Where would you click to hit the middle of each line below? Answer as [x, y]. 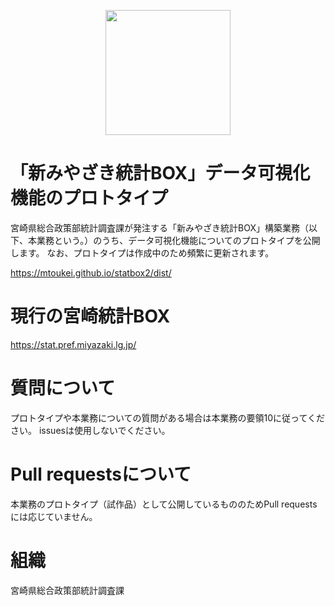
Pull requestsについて [101, 474]
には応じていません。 [54, 516]
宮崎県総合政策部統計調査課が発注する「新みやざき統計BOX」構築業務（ [159, 227]
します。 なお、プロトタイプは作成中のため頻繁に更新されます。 [142, 252]
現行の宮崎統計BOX [90, 316]
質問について [63, 388]
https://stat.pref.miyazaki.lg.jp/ [73, 344]
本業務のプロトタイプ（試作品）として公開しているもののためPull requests [164, 504]
